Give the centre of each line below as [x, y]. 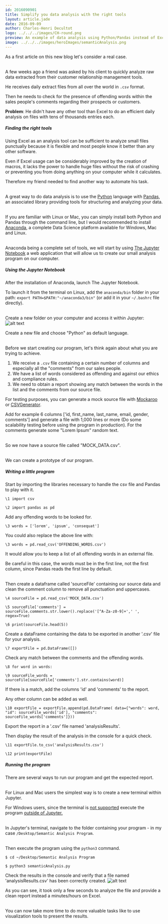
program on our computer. [32, 258]
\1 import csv [20, 499]
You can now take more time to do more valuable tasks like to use [73, 910]
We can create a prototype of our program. [49, 460]
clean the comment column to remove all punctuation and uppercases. [78, 589]
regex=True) [17, 616]
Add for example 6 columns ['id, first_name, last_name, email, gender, [77, 414]
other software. [21, 151]
